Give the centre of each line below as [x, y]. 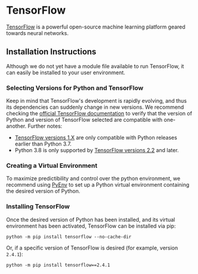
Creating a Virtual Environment [52, 165]
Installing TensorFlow [38, 207]
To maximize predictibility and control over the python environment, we [93, 178]
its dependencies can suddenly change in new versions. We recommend [95, 107]
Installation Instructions [51, 52]
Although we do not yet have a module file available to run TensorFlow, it [95, 66]
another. [16, 126]
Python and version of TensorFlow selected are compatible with [84, 120]
